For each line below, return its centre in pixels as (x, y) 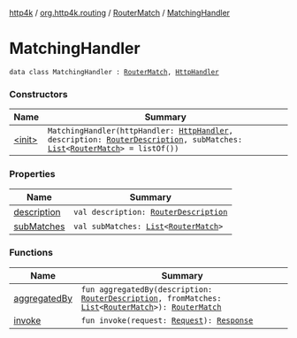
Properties (32, 174)
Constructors (38, 94)
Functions (31, 253)
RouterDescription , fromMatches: (151, 298)
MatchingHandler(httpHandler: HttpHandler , (141, 131)
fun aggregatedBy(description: (147, 289)
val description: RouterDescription (151, 212)
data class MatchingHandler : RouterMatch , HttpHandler (114, 72)
